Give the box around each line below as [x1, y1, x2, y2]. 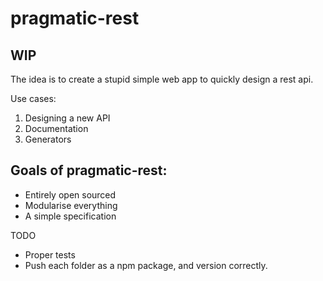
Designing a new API [24, 112, 111, 124]
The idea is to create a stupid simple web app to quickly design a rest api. [10, 73, 314, 85]
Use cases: [10, 93, 57, 104]
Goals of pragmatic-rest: [10, 162, 168, 179]
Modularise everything [24, 199, 118, 211]
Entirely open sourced [24, 188, 117, 201]
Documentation [24, 123, 89, 134]
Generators [24, 133, 72, 145]
